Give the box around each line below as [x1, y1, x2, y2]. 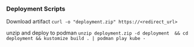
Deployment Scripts [6, 5, 66, 13]
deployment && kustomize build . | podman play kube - [6, 36, 146, 42]
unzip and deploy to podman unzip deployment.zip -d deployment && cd [6, 29, 189, 36]
